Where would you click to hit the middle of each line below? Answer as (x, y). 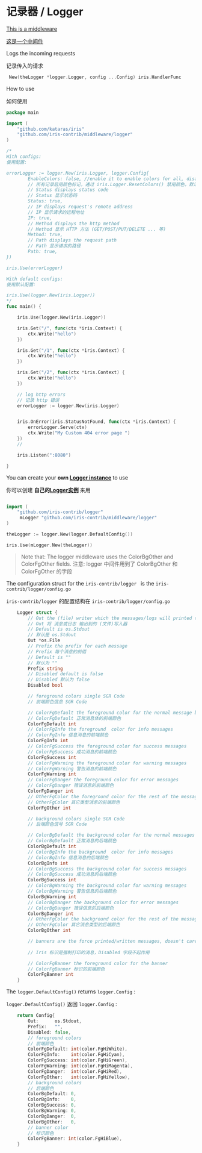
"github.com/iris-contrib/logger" (60, 512)
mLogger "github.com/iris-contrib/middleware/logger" (88, 518)
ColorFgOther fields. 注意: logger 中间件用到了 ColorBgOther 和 (99, 564)
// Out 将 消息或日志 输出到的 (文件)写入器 (78, 623)
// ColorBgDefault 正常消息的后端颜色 (72, 841)
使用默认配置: (21, 284)
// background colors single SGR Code (76, 819)
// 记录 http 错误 (38, 400)
